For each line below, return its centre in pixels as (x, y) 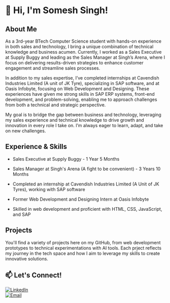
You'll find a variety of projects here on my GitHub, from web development (83, 242)
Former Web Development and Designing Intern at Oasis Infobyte (81, 199)
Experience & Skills (36, 147)
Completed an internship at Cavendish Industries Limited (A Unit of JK (86, 184)
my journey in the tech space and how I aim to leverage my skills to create (83, 253)
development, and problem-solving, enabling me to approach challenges (81, 99)
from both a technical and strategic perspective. (56, 105)
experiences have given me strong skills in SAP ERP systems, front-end (80, 94)
